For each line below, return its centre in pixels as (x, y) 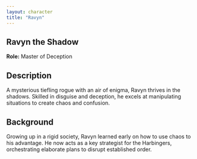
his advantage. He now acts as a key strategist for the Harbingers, (89, 143)
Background (30, 122)
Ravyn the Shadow (43, 42)
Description (29, 75)
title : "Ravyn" (26, 18)
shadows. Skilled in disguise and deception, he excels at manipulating (94, 97)
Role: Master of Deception (40, 57)
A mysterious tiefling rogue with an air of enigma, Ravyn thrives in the (93, 90)
